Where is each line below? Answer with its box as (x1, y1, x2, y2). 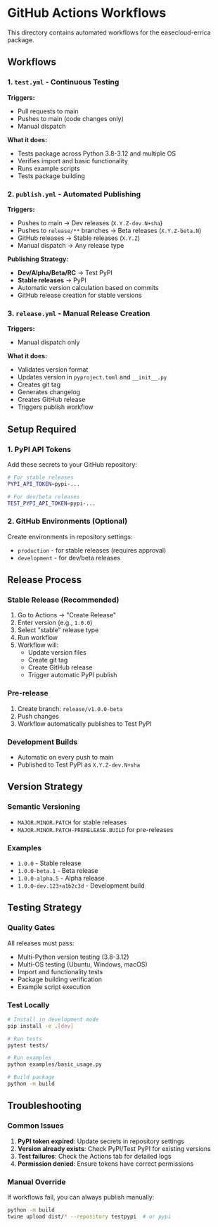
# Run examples (7, 1055, 52, 1062)
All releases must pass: (7, 938, 75, 948)
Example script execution (17, 982, 91, 990)
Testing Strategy (7, 902, 82, 914)
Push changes (17, 712, 60, 720)
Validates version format (17, 365, 89, 374)
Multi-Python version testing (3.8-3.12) (17, 952, 129, 961)
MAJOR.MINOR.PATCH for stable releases (17, 818, 127, 826)
